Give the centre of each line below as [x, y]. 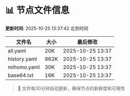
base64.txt [21, 75]
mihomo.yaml [24, 67]
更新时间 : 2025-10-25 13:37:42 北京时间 [47, 28]
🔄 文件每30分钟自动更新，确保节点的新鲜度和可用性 [71, 88]
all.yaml [17, 51]
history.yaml [22, 59]
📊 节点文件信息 [37, 10]
